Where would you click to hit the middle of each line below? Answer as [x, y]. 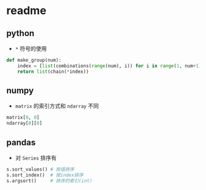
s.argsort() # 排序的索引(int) [50, 181]
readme [26, 11]
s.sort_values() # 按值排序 [40, 169]
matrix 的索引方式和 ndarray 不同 [57, 106]
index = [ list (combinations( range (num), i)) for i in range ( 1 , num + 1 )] [111, 66]
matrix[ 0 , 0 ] [23, 118]
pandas [21, 142]
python [21, 33]
